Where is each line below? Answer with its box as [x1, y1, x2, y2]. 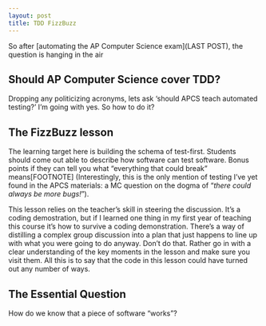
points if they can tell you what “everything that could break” [8, 164, 208, 173]
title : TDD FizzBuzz [8, 19, 77, 27]
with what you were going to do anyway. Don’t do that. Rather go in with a [8, 239, 252, 248]
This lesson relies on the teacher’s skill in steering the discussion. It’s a [8, 205, 241, 214]
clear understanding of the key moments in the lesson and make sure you [8, 247, 250, 256]
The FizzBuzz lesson [8, 125, 114, 139]
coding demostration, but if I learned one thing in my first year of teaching [8, 213, 252, 223]
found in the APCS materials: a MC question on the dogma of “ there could [8, 181, 252, 190]
